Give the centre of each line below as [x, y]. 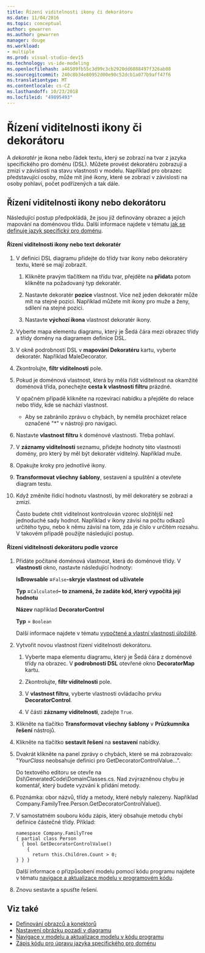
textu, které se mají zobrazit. [51, 264]
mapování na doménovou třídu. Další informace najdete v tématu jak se [96, 224]
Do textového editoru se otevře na [59, 772]
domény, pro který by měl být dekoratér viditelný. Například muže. [99, 453]
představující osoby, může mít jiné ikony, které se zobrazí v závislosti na [97, 177]
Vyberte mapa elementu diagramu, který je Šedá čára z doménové [108, 657]
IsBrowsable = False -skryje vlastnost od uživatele [80, 579]
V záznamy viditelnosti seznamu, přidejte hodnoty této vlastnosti [98, 447]
